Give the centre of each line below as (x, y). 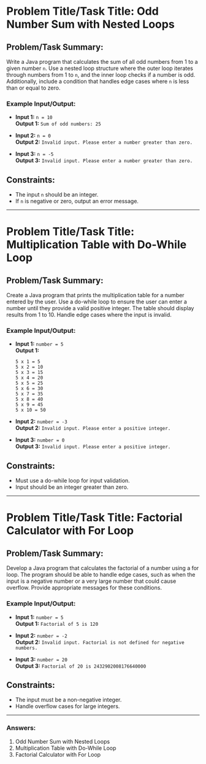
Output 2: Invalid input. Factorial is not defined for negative (100, 642)
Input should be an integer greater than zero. (72, 487)
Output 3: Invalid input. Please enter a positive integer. (93, 446)
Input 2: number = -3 (41, 421)
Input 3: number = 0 (40, 440)
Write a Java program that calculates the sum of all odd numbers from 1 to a (102, 62)
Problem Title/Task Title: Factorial (94, 518)
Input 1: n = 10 (34, 117)
